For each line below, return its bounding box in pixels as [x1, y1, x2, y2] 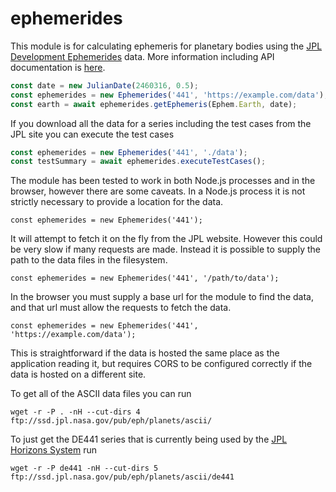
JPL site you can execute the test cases [10, 128, 175, 140]
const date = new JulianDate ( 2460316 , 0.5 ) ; [10, 80, 199, 91]
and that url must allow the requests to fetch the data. [10, 302, 232, 314]
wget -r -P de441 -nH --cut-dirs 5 [10, 463, 159, 474]
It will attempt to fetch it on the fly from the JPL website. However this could [10, 233, 323, 245]
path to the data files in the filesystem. [10, 254, 168, 266]
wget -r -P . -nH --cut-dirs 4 [10, 407, 141, 417]
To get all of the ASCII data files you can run [10, 388, 192, 400]
